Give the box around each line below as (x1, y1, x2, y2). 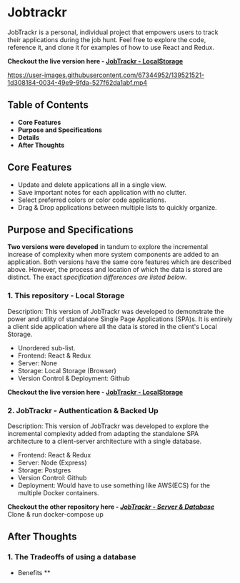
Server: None (17, 358, 57, 367)
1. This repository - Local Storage (7, 290, 125, 300)
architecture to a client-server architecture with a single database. (7, 437, 202, 445)
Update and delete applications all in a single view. (17, 180, 166, 189)
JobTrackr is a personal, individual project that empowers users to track (7, 28, 219, 36)
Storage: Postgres (17, 465, 71, 475)
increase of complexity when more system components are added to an (7, 250, 219, 259)
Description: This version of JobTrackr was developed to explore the (7, 422, 209, 430)
